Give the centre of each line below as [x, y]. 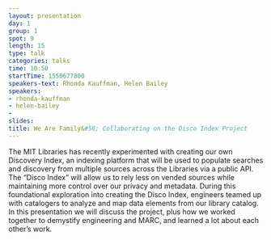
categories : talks [39, 61]
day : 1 [19, 23]
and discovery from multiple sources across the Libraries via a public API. [131, 168]
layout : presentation [45, 16]
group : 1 [23, 31]
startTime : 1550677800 [47, 76]
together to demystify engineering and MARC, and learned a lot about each [134, 220]
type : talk [27, 53]
